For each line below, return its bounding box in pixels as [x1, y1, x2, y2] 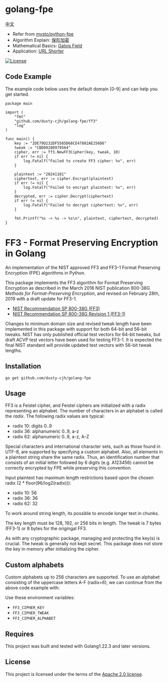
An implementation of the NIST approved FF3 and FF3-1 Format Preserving [5, 264, 161, 271]
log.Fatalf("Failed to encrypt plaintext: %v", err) [23, 185, 136, 190]
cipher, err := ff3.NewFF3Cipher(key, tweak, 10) [14, 149, 121, 154]
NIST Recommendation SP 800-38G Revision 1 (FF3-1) [12, 310, 126, 317]
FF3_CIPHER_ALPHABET [12, 616, 56, 621]
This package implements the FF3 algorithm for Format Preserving [5, 279, 143, 286]
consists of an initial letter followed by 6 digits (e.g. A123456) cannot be [5, 459, 154, 465]
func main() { [5, 136, 35, 141]
